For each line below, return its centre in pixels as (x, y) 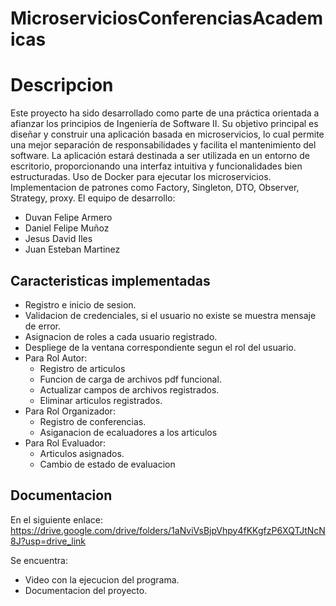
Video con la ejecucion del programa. (102, 579)
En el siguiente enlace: (57, 519)
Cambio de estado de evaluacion (107, 464)
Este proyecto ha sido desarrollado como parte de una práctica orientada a (165, 113)
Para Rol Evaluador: (65, 443)
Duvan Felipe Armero (68, 218)
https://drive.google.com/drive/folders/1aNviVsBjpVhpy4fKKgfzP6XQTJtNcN (168, 530)
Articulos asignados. (82, 453)
